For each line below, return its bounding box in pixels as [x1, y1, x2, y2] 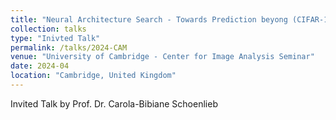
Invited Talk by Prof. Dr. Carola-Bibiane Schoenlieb [10, 97, 218, 110]
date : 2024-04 [10, 61, 70, 71]
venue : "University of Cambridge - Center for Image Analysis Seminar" [10, 52, 315, 62]
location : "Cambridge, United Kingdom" [10, 71, 177, 81]
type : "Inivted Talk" [10, 33, 101, 43]
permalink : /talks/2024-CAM [10, 42, 128, 53]
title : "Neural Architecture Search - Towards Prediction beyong [10, 14, 288, 25]
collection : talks [10, 24, 87, 34]
